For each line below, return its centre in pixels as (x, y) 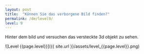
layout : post (18, 9)
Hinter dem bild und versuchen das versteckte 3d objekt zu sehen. (72, 37)
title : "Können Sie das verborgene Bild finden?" (57, 14)
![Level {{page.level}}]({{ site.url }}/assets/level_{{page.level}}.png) (72, 46)
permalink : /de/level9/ (29, 18)
